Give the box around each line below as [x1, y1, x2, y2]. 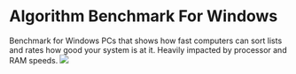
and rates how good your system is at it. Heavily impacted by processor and [9, 44, 287, 55]
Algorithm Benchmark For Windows [9, 6, 278, 26]
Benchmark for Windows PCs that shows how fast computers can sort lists [9, 35, 283, 46]
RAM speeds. [9, 55, 58, 65]
